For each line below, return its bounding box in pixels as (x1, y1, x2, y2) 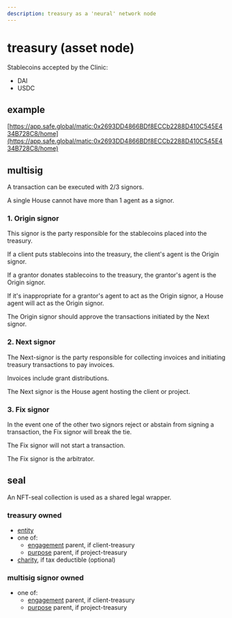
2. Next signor (7, 337, 56, 347)
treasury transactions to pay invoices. (7, 360, 115, 368)
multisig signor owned (7, 573, 84, 583)
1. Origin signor (7, 214, 60, 223)
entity (17, 526, 34, 535)
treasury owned (7, 510, 62, 520)
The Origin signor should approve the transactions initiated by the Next (7, 313, 210, 321)
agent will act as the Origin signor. (7, 299, 105, 307)
